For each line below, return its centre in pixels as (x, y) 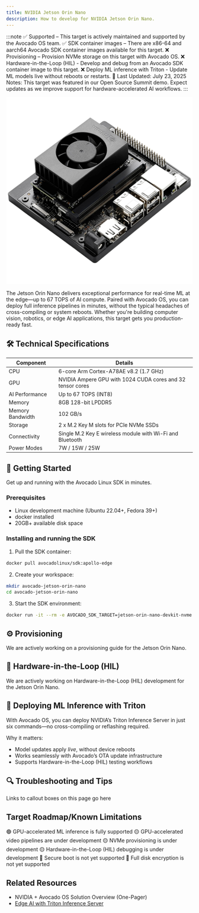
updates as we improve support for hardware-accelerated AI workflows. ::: (97, 88)
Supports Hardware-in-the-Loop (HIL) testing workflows (84, 762)
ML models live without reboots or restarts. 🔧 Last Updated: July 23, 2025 (96, 76)
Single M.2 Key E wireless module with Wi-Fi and (118, 433)
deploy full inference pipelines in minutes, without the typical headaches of (98, 306)
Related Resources (41, 883)
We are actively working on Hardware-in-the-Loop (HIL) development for (95, 681)
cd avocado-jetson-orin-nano (42, 592)
